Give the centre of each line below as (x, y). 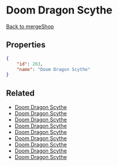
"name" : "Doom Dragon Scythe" (54, 69)
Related (21, 93)
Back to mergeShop (30, 26)
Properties (26, 45)
